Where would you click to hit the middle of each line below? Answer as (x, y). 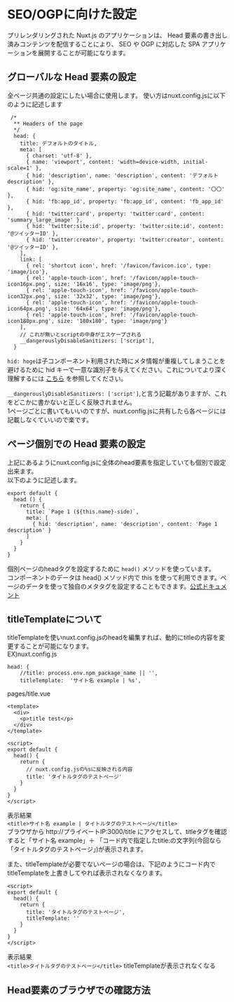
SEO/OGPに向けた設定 (72, 14)
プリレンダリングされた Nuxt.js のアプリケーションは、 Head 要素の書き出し (117, 35)
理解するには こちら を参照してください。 (67, 378)
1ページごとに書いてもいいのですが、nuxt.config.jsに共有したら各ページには (117, 411)
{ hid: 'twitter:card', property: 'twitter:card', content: (115, 214)
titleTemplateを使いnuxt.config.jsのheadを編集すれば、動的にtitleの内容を (113, 638)
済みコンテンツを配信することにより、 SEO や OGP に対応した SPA (104, 44)
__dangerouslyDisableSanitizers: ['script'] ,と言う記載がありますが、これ (117, 393)
